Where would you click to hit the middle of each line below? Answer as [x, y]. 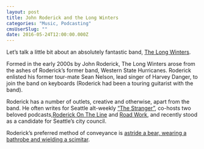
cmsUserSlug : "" [27, 29]
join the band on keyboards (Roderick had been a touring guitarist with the [100, 84]
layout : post [23, 12]
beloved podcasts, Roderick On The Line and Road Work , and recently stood [102, 115]
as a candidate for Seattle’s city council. [56, 121]
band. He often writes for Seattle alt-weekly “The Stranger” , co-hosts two [99, 108]
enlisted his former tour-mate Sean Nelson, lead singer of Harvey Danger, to [102, 77]
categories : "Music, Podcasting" [49, 23]
